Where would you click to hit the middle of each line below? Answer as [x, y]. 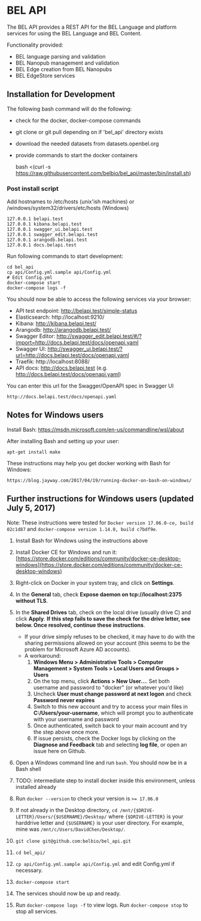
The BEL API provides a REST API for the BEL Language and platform [92, 27]
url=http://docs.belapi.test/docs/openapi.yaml [72, 355]
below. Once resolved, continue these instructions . [80, 625]
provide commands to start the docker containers [77, 155]
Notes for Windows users [55, 415]
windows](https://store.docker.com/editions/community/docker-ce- [99, 565]
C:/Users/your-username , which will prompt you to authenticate [113, 713]
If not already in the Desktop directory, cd [66, 810]
